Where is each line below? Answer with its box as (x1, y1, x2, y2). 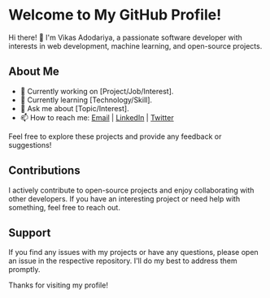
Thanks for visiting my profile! (8, 280, 108, 290)
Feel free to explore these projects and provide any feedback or (8, 132, 222, 141)
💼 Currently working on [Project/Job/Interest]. (20, 86, 174, 96)
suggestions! (8, 140, 52, 149)
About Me (8, 65, 59, 79)
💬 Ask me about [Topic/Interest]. (20, 103, 129, 113)
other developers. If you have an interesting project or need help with (8, 193, 241, 204)
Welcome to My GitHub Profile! (8, 6, 222, 24)
